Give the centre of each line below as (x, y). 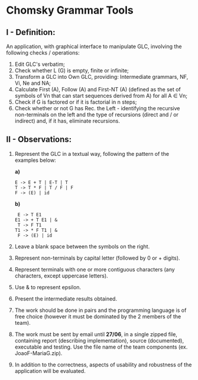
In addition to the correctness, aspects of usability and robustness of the (103, 365)
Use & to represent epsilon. (48, 287)
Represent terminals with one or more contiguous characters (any (95, 269)
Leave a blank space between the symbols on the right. (82, 246)
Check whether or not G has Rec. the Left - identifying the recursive (97, 108)
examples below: (35, 160)
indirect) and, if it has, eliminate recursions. (67, 121)
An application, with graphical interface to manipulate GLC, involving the (94, 46)
